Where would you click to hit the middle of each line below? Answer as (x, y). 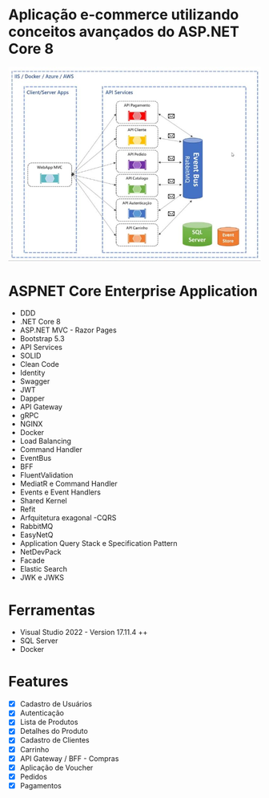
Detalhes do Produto (54, 731)
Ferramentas (52, 610)
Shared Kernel (43, 501)
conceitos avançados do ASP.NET (124, 32)
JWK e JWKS (42, 578)
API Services (41, 348)
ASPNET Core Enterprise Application (133, 291)
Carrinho (34, 749)
